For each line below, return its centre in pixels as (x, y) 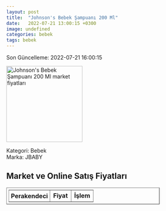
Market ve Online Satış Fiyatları (67, 176)
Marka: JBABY (24, 157)
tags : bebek (21, 40)
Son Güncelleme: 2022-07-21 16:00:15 (54, 57)
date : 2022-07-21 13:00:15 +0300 (51, 23)
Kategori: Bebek (26, 150)
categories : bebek (29, 35)
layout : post (23, 12)
